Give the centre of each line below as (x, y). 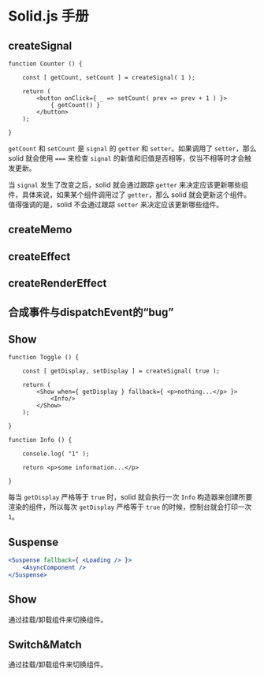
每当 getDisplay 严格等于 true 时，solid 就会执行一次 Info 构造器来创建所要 (130, 497)
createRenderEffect (58, 283)
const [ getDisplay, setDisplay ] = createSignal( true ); (121, 371)
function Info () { (40, 440)
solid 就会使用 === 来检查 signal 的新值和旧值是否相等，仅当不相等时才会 (126, 158)
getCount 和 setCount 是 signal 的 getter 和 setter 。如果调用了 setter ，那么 (132, 148)
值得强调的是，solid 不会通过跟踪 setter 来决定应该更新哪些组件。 (115, 204)
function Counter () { (45, 64)
